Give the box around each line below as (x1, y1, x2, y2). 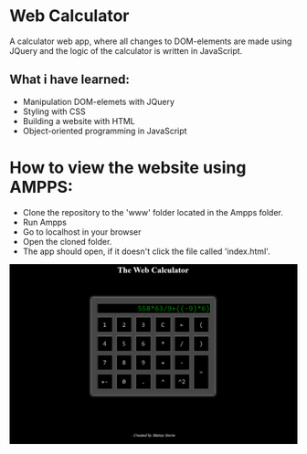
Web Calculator (9, 5, 130, 26)
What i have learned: (9, 72, 131, 88)
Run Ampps (22, 216, 67, 227)
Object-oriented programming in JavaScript (22, 125, 187, 136)
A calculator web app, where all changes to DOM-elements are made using (9, 36, 292, 47)
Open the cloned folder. (22, 236, 112, 247)
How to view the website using (9, 157, 247, 178)
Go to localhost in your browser (22, 226, 142, 238)
